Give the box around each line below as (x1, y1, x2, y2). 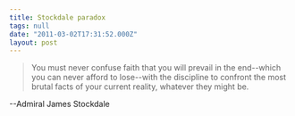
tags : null (9, 21, 50, 30)
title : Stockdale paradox (9, 12, 105, 22)
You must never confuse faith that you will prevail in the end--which (30, 62, 282, 73)
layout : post (9, 37, 58, 47)
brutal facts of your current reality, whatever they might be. (30, 81, 249, 92)
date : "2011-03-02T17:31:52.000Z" (9, 29, 139, 38)
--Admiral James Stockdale (9, 99, 110, 110)
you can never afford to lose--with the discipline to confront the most (30, 72, 287, 83)
